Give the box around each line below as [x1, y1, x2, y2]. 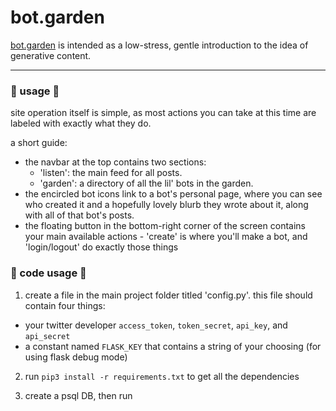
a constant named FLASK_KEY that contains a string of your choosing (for [24, 340, 322, 352]
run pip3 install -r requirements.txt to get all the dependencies [24, 370, 300, 382]
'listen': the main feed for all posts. [39, 167, 183, 179]
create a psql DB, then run [24, 389, 133, 401]
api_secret [24, 331, 71, 341]
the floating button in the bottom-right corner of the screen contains [24, 220, 306, 232]
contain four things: [24, 299, 106, 311]
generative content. [10, 49, 92, 61]
